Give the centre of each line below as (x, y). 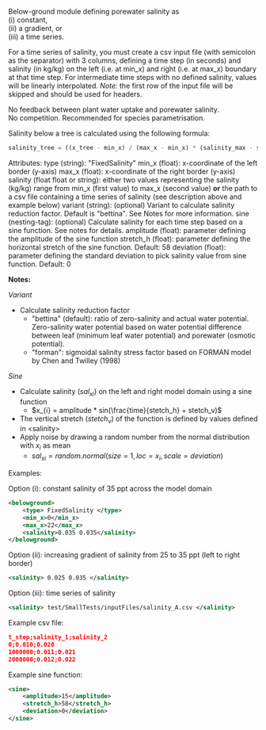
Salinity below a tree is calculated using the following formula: (109, 133)
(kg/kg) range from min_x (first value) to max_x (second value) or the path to (133, 188)
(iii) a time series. (36, 36)
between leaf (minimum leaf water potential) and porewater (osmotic (143, 335)
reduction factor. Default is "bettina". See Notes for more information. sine (129, 213)
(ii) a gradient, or (36, 28)
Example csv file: (36, 623)
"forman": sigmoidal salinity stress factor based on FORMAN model (141, 352)
